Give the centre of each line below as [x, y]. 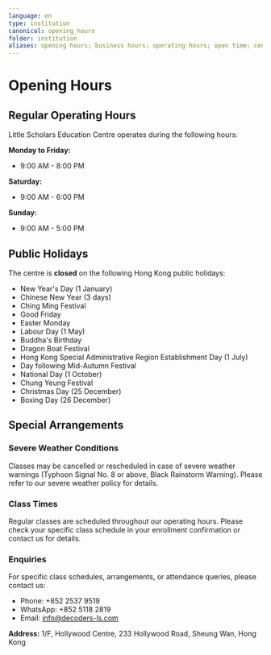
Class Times [33, 504]
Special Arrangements [66, 425]
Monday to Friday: [40, 151]
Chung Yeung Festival [56, 383]
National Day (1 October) [61, 374]
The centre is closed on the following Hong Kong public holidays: [117, 273]
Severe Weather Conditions [64, 448]
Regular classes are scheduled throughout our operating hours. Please [126, 521]
